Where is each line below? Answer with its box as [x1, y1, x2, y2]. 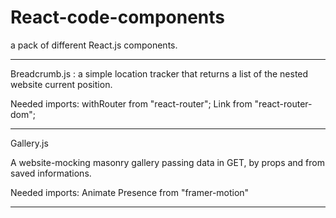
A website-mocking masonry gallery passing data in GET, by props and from [10, 156, 325, 168]
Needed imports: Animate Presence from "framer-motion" [10, 186, 250, 198]
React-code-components [10, 6, 225, 29]
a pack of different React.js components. [10, 39, 178, 51]
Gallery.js [10, 137, 49, 149]
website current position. [10, 78, 113, 90]
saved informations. [10, 167, 92, 179]
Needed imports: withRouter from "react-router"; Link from [10, 97, 253, 110]
